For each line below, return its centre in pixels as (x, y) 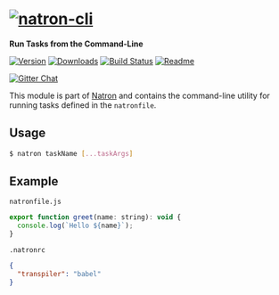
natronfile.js (36, 202)
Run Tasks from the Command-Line (77, 44)
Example (34, 181)
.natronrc (28, 250)
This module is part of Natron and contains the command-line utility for (139, 95)
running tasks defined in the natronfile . (83, 105)
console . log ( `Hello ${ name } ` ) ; (75, 226)
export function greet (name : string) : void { (95, 217)
